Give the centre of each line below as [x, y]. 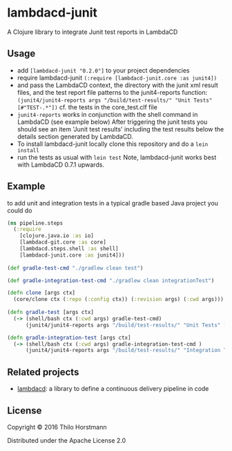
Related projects [43, 372]
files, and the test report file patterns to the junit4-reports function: [112, 92]
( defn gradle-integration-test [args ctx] [69, 338]
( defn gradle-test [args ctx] [51, 313]
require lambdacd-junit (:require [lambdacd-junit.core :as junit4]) [117, 77]
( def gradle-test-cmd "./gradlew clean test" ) [75, 268]
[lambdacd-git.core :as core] [63, 242]
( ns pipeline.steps [35, 223]
